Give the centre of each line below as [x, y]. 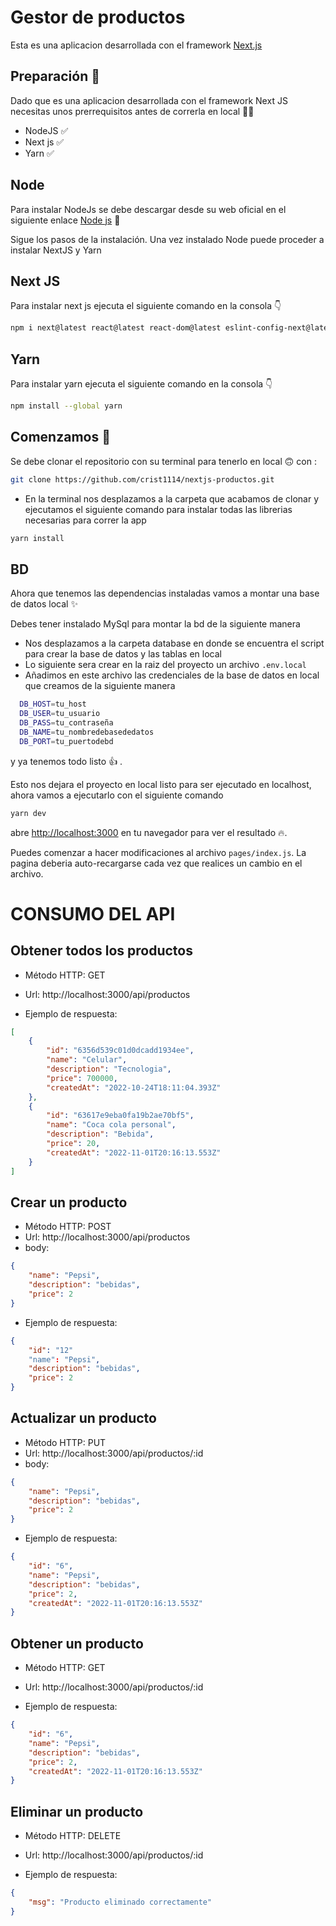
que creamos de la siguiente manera [100, 686]
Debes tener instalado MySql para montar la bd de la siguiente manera [155, 624]
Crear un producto [69, 1202]
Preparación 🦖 [55, 76]
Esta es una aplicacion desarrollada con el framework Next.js [136, 45]
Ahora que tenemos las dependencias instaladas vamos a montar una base [165, 593]
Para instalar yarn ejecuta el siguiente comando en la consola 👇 [141, 384]
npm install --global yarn [66, 406]
